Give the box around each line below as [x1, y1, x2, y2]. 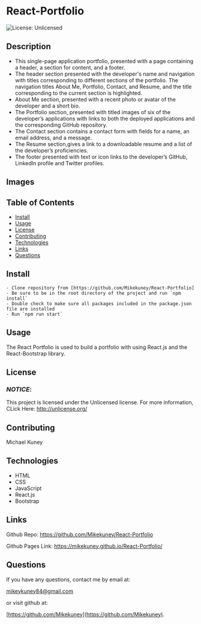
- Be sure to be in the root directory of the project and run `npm [6, 290, 181, 296]
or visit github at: [6, 599, 48, 606]
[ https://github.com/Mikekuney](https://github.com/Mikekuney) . [6, 611, 165, 618]
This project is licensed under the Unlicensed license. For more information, [6, 399, 194, 406]
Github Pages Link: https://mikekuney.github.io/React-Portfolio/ [6, 542, 163, 550]
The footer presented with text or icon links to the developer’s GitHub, [14, 153, 188, 160]
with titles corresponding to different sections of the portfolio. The [14, 76, 179, 83]
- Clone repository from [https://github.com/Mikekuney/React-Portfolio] [6, 285, 195, 291]
